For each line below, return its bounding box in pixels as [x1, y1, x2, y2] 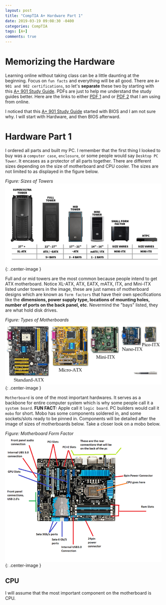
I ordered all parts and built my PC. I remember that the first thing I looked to [5, 147, 161, 153]
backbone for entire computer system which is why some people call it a [5, 399, 154, 406]
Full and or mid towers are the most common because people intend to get [5, 275, 158, 281]
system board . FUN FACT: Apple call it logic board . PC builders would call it [5, 405, 160, 411]
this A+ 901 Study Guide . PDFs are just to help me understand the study [5, 88, 152, 94]
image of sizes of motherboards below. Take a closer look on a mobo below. [5, 421, 161, 427]
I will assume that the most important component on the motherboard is [5, 590, 152, 596]
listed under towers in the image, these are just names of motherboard [5, 286, 149, 292]
